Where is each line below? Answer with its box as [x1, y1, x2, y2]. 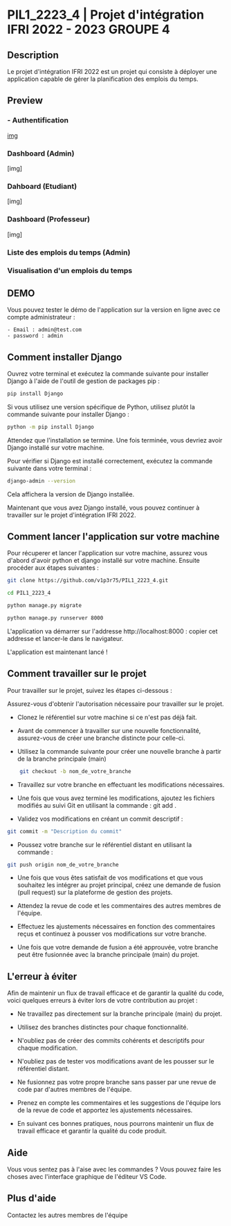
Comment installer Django [7, 351, 122, 363]
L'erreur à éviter [7, 970, 77, 982]
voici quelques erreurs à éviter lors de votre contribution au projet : [7, 996, 198, 1005]
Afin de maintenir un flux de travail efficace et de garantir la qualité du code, [7, 989, 224, 997]
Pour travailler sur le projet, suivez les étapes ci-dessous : [7, 686, 173, 694]
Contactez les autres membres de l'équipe [7, 1211, 128, 1219]
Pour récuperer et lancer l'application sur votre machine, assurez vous [7, 549, 207, 557]
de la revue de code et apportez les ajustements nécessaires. [17, 1106, 193, 1115]
